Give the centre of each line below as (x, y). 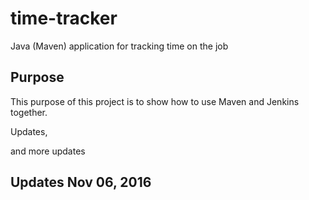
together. (29, 112)
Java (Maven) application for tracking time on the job (119, 46)
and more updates (48, 151)
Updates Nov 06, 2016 (81, 182)
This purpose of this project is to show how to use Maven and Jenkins (155, 101)
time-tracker (64, 18)
